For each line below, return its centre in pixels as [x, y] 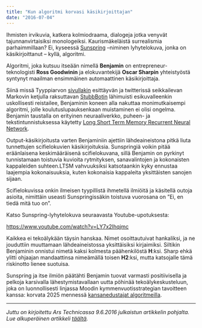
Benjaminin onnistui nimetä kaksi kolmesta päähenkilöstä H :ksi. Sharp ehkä [99, 251]
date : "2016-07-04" [31, 17]
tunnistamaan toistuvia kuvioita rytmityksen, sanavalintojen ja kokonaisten [98, 159]
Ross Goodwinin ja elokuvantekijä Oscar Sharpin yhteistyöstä [113, 72]
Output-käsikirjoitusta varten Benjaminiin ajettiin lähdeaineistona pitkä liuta [99, 140]
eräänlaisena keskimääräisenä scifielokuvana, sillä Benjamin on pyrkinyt [95, 153]
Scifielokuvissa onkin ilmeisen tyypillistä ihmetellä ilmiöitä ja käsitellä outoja [99, 190]
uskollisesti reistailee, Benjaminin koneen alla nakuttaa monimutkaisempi [96, 102]
